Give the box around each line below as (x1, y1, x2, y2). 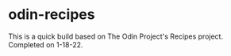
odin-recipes (8, 6, 95, 24)
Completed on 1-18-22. (8, 39, 83, 49)
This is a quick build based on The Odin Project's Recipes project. (8, 32, 224, 41)
